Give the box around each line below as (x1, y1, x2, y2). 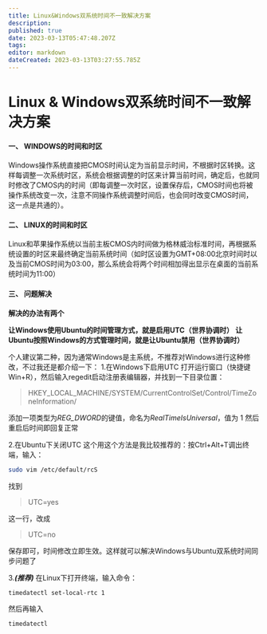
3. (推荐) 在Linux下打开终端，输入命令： (8, 573, 138, 582)
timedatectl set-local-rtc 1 (8, 589, 105, 597)
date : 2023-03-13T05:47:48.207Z (8, 33, 116, 42)
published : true (8, 26, 62, 34)
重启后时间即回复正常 (8, 423, 78, 432)
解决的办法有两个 (8, 308, 65, 317)
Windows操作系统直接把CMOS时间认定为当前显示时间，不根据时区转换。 (8, 160, 249, 170)
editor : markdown (8, 49, 66, 57)
